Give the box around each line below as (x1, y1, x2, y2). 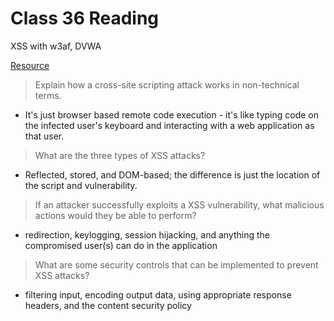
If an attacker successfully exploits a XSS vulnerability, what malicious (34, 198, 325, 211)
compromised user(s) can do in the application (24, 239, 218, 251)
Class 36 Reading (10, 7, 160, 30)
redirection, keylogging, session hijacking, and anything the (24, 228, 270, 241)
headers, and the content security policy (24, 299, 192, 311)
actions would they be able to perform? (34, 209, 197, 221)
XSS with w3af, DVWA (10, 40, 102, 52)
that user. (24, 130, 65, 142)
